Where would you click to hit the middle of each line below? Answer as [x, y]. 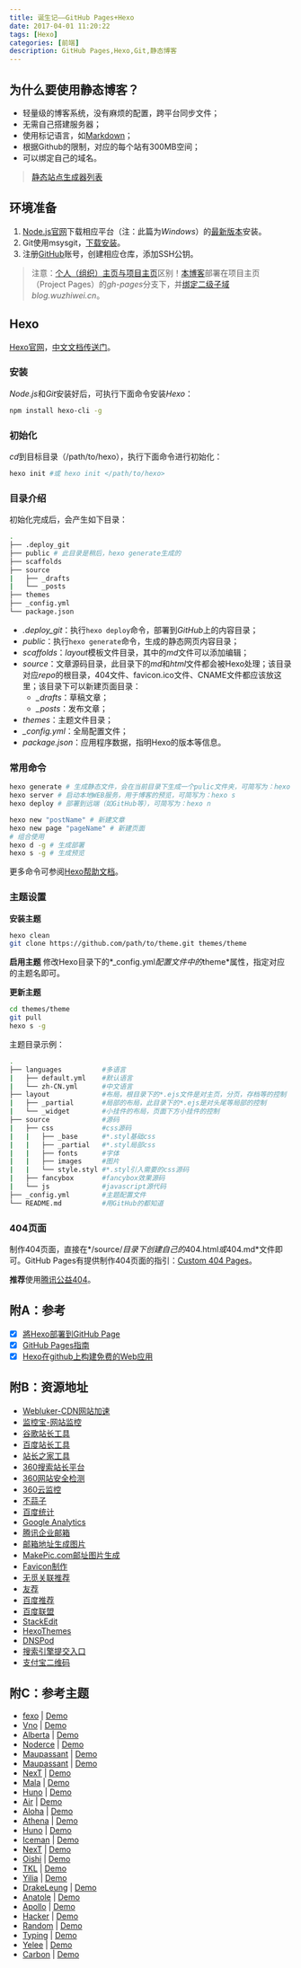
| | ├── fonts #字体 [64, 1153]
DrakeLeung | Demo [59, 1887]
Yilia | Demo [44, 1877]
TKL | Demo [44, 1868]
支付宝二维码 [46, 1662]
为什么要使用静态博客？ [74, 89]
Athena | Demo [50, 1821]
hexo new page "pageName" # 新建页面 [77, 828]
